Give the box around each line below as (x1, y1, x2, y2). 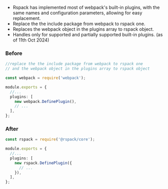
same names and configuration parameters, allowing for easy (12, 10, 142, 16)
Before (5, 50, 23, 57)
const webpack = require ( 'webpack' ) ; (5, 75, 86, 81)
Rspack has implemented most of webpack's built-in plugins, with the (12, 5, 160, 10)
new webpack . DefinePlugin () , (14, 99, 77, 104)
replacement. (12, 15, 41, 21)
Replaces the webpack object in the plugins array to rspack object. (12, 26, 154, 32)
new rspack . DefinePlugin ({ (14, 160, 72, 165)
